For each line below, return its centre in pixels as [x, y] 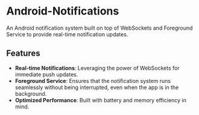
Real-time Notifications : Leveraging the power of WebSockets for [97, 68]
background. [31, 94]
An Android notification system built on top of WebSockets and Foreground [99, 28]
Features [23, 54]
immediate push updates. [46, 74]
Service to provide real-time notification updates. [67, 34]
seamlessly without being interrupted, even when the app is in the [97, 87]
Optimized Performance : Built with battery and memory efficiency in [101, 100]
